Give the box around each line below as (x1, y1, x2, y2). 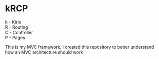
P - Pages (5, 35, 26, 40)
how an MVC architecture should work (5, 49, 83, 55)
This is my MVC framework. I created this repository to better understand (5, 44, 154, 50)
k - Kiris (5, 19, 21, 25)
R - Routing (5, 24, 28, 30)
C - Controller (5, 29, 33, 35)
